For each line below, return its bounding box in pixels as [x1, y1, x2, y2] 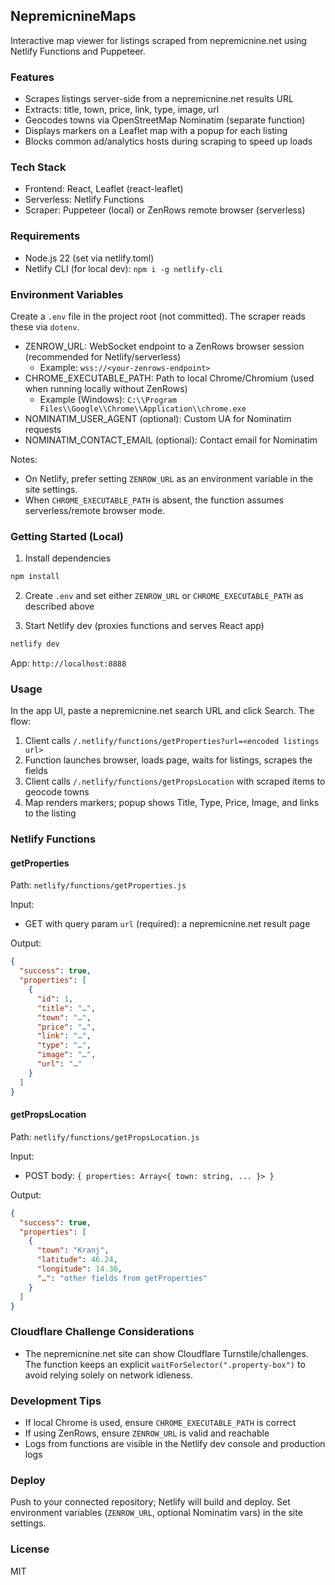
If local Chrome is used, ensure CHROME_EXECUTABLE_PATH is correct [24, 1417, 297, 1429]
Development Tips [10, 1394, 102, 1408]
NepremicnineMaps [10, 8, 137, 25]
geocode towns [24, 786, 90, 798]
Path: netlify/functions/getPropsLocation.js [10, 1130, 200, 1143]
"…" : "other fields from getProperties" [36, 1273, 208, 1283]
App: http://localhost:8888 [10, 657, 127, 669]
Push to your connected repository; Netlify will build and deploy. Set [10, 1496, 291, 1508]
